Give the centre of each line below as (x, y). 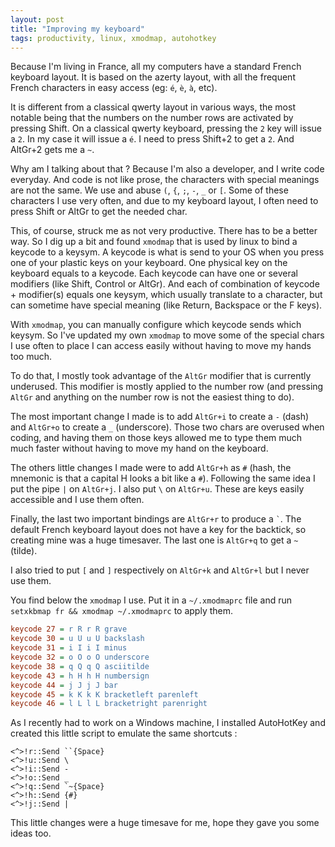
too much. (31, 357)
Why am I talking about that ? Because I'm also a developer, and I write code (167, 169)
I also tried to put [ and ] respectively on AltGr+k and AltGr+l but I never (160, 570)
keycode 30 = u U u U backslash (77, 639)
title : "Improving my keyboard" (77, 29)
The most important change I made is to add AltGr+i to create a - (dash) (160, 417)
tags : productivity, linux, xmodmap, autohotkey (113, 38)
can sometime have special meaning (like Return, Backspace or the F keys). (166, 305)
